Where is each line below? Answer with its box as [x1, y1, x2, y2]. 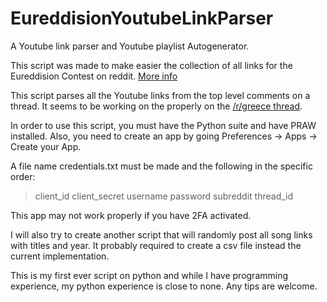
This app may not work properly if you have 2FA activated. [10, 209, 252, 221]
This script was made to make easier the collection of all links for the [10, 59, 293, 71]
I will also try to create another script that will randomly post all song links [10, 228, 313, 241]
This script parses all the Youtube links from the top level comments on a [10, 89, 311, 101]
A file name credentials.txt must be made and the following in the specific [10, 160, 313, 172]
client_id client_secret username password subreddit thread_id [34, 190, 294, 202]
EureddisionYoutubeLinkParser [10, 7, 274, 30]
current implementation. [10, 250, 110, 262]
